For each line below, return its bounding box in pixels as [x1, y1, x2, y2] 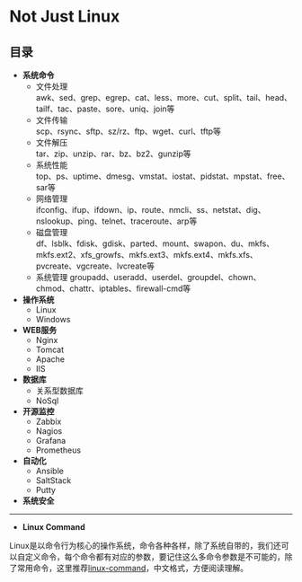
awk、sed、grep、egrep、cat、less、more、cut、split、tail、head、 [35, 93, 292, 102]
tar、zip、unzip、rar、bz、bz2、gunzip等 [35, 148, 191, 159]
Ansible [35, 465, 65, 476]
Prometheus [35, 445, 82, 455]
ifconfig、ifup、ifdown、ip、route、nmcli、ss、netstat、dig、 [35, 205, 266, 215]
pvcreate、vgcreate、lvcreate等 [35, 260, 155, 271]
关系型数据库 [35, 385, 84, 396]
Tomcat [35, 344, 65, 355]
